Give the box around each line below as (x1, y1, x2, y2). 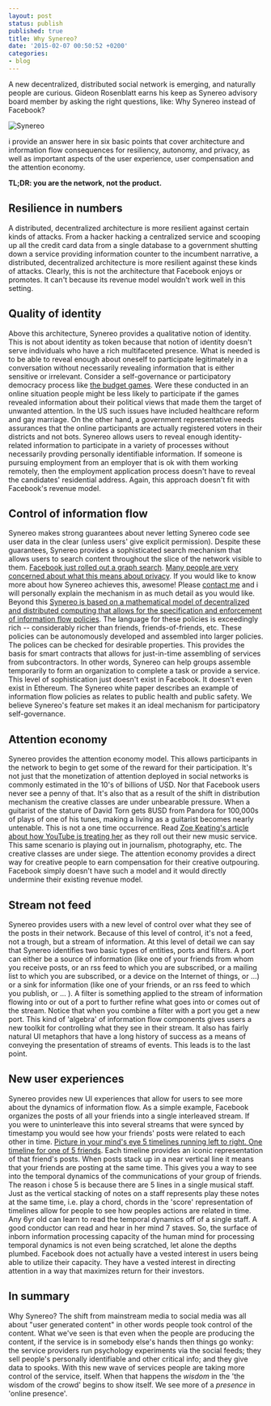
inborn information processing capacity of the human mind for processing (8, 1231, 255, 1241)
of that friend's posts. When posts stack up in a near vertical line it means (8, 1154, 255, 1164)
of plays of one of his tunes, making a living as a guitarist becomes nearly (8, 814, 254, 824)
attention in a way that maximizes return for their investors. (8, 1266, 205, 1276)
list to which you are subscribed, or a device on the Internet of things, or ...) (8, 971, 260, 981)
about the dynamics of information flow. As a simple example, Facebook (8, 1102, 249, 1112)
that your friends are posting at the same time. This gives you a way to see (8, 1162, 257, 1172)
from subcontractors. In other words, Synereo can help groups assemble (8, 657, 251, 667)
